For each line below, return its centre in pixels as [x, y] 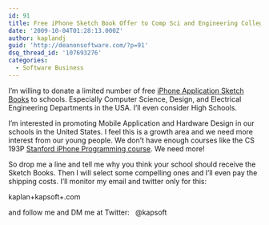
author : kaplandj [37, 38]
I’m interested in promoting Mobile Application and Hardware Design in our [131, 123]
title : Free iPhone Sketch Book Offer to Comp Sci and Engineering [123, 23]
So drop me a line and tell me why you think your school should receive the [132, 164]
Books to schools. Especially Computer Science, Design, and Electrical [125, 99]
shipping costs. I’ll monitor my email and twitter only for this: [107, 181]
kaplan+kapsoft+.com [44, 196]
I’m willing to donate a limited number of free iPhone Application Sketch [126, 90]
